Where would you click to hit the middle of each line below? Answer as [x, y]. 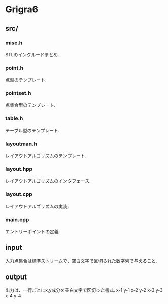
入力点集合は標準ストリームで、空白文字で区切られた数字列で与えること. [81, 261]
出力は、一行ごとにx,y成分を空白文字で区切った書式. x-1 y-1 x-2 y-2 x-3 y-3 [84, 290]
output [16, 277]
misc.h [14, 43]
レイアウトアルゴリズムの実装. [37, 206]
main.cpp [17, 219]
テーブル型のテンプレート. [32, 130]
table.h [14, 118]
